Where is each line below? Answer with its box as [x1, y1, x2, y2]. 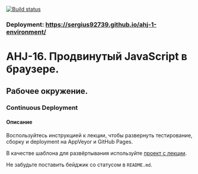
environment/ [6, 27, 46, 36]
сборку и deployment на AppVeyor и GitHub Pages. [6, 138, 133, 145]
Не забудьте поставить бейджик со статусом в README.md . [6, 161, 153, 168]
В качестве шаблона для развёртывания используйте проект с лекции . [6, 149, 187, 157]
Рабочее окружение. [6, 86, 88, 96]
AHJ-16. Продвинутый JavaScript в [6, 50, 188, 64]
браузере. [6, 62, 59, 76]
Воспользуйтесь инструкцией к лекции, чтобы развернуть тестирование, [6, 131, 193, 139]
